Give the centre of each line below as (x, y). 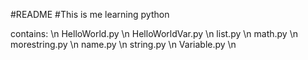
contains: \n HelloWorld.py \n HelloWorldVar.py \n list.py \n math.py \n (154, 33)
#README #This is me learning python (90, 14)
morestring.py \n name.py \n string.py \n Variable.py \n (123, 44)
